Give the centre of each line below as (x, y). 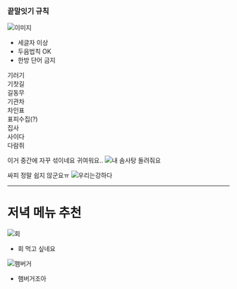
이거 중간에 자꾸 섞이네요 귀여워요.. (55, 160)
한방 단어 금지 (36, 60)
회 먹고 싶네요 (36, 249)
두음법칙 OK (34, 51)
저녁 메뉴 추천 (44, 213)
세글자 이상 (33, 43)
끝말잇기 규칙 (28, 11)
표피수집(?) (23, 119)
